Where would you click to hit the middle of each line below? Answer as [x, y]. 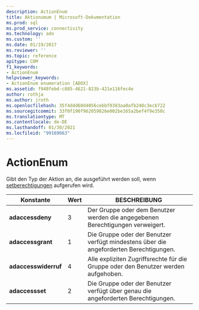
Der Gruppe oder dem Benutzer [132, 210]
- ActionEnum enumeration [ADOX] [47, 84]
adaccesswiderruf [36, 266]
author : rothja [25, 94]
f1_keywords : [22, 67]
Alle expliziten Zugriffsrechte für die [138, 259]
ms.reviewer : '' [26, 50]
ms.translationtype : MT [36, 116]
